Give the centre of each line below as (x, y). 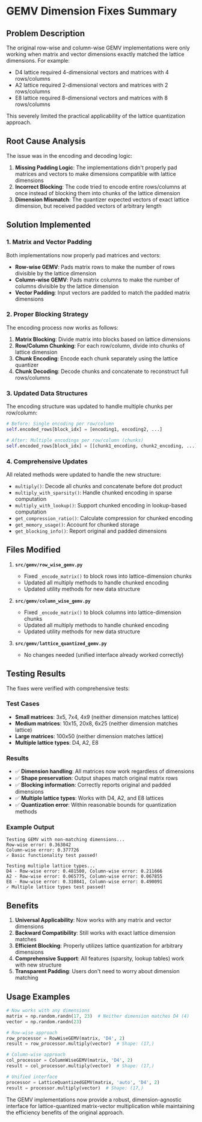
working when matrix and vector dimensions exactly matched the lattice (95, 54)
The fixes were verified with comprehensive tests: (68, 688)
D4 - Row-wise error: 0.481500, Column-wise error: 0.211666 (84, 871)
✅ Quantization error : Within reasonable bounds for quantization (96, 805)
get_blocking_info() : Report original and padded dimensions (91, 531)
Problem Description (46, 33)
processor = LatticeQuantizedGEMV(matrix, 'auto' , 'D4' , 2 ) (83, 1082)
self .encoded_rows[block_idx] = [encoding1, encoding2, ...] (84, 429)
